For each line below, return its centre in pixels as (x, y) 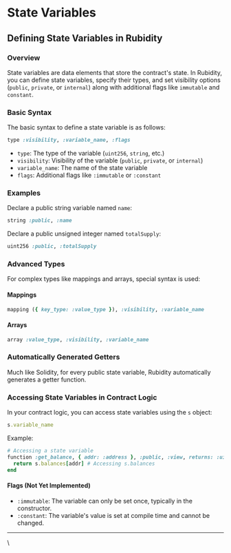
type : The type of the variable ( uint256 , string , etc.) (91, 154)
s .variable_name (30, 425)
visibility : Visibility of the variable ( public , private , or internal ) (110, 160)
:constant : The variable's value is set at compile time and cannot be (113, 515)
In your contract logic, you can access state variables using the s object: (110, 413)
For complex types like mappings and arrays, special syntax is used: (104, 279)
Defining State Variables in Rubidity (85, 38)
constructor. (34, 508)
